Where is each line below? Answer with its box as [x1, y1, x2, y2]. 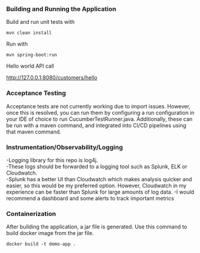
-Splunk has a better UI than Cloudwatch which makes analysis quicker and [6, 175, 192, 182]
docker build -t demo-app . [6, 241, 76, 247]
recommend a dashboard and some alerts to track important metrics [6, 194, 174, 202]
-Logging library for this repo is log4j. [6, 156, 99, 163]
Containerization [6, 209, 56, 218]
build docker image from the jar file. [6, 230, 94, 237]
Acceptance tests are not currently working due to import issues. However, [6, 102, 191, 109]
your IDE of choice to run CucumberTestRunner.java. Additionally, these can [6, 115, 193, 123]
